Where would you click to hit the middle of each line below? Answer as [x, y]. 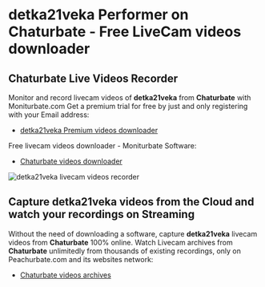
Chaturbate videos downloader [71, 161]
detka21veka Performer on [98, 15]
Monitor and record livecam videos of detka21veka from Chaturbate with [130, 97]
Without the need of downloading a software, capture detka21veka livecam [133, 233]
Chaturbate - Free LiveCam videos [125, 32]
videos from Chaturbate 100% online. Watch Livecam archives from [121, 242]
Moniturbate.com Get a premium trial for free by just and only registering [128, 106]
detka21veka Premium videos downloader [89, 130]
